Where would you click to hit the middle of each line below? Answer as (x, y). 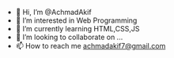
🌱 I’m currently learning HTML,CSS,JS (78, 29)
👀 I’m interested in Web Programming (76, 20)
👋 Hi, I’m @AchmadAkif (54, 12)
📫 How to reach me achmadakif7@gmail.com (91, 46)
